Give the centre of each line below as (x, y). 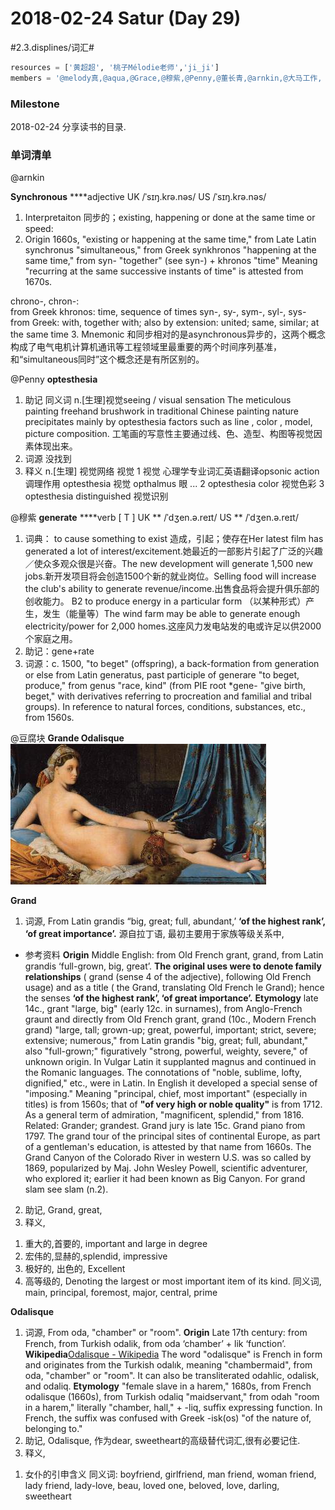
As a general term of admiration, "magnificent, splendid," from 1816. (164, 1115)
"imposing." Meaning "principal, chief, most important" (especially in (166, 1094)
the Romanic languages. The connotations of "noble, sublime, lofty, (163, 1073)
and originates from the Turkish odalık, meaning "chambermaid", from (168, 1365)
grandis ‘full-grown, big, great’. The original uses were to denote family (173, 966)
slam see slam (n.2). (66, 1189)
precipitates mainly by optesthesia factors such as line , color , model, (168, 422)
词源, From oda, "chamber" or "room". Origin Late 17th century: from (166, 1333)
